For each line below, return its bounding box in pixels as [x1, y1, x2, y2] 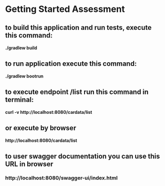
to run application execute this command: [5, 59, 137, 68]
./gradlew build [5, 45, 37, 51]
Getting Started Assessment [5, 3, 125, 15]
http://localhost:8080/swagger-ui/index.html [5, 175, 118, 182]
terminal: [5, 95, 34, 104]
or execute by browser [5, 123, 77, 132]
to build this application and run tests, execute [5, 23, 152, 32]
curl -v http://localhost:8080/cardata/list [5, 109, 92, 115]
